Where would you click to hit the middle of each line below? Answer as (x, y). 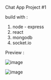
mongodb (22, 37)
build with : (16, 17)
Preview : (15, 53)
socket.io (22, 43)
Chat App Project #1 (26, 7)
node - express (28, 27)
